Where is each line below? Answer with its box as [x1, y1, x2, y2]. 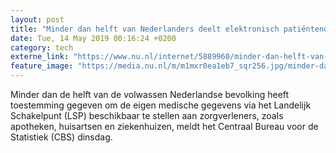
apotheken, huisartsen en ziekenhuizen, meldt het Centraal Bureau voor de [10, 121, 319, 132]
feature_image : [10, 61, 74, 71]
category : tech [10, 42, 74, 53]
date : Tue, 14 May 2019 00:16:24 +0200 [10, 33, 177, 43]
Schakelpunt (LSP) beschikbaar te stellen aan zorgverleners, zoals [10, 110, 284, 121]
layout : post [10, 14, 65, 25]
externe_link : [10, 52, 70, 62]
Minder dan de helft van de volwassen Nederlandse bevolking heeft [10, 89, 290, 100]
